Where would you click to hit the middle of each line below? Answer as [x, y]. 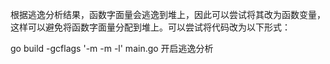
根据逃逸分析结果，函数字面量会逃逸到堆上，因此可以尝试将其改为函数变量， [168, 14]
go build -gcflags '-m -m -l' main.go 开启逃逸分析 [112, 48]
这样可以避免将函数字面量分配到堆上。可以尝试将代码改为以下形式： [150, 27]
